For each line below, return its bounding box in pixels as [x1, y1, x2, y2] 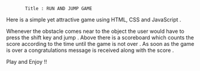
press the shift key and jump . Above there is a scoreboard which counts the [6, 34, 195, 41]
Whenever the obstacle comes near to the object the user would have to [6, 27, 184, 35]
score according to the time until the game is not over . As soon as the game [6, 41, 195, 47]
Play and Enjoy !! [6, 58, 47, 65]
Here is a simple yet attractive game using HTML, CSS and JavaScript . [6, 16, 181, 23]
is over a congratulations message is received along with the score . [6, 47, 174, 54]
